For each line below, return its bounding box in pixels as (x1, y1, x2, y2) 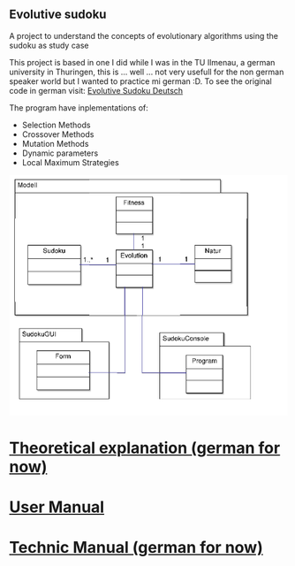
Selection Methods (21, 119, 91, 130)
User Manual (9, 497, 104, 517)
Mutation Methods (21, 138, 89, 149)
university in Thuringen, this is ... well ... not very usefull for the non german (9, 66, 284, 77)
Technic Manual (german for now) (9, 538, 263, 558)
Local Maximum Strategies (21, 157, 119, 167)
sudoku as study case (9, 40, 89, 50)
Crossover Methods (21, 128, 95, 140)
